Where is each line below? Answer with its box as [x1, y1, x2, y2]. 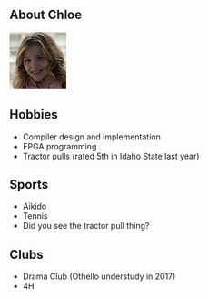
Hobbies [9, 107, 59, 122]
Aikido [22, 201, 47, 212]
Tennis [22, 211, 48, 222]
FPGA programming [22, 140, 97, 151]
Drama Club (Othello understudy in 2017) [22, 271, 176, 282]
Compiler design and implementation [22, 131, 161, 142]
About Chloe [9, 7, 83, 23]
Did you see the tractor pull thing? [22, 221, 150, 232]
